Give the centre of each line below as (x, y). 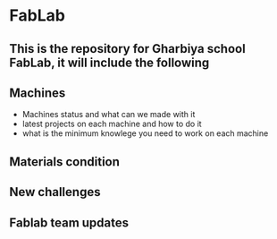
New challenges (55, 192)
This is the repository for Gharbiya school (127, 49)
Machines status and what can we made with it (109, 115)
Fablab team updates (69, 222)
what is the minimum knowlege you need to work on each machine (145, 133)
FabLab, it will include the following (109, 62)
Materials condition (65, 162)
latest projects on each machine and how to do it (112, 124)
